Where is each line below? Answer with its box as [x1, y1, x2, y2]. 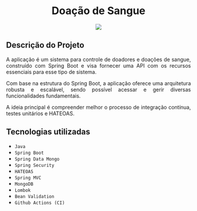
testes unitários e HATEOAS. [6, 110, 75, 117]
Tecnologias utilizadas [6, 127, 90, 137]
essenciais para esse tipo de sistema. [6, 68, 97, 75]
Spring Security [14, 162, 55, 168]
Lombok [14, 187, 31, 193]
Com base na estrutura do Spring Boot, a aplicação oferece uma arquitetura [6, 79, 191, 86]
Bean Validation [14, 193, 55, 199]
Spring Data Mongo [14, 156, 60, 162]
